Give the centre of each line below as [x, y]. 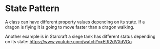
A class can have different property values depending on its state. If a [75, 22]
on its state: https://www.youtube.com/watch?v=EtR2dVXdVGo [69, 41]
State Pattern [32, 8]
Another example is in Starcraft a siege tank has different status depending [80, 36]
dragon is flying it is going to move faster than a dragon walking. [70, 27]
